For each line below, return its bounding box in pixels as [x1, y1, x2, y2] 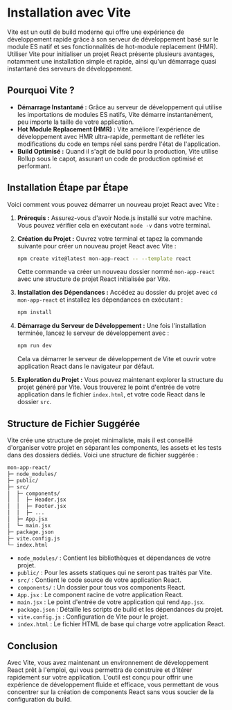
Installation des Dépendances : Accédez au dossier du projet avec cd [17, 289, 217, 297]
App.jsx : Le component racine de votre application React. [17, 590, 184, 599]
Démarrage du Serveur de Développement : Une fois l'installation [17, 322, 206, 330]
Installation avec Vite [7, 5, 132, 21]
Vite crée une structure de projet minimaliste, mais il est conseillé [7, 436, 193, 444]
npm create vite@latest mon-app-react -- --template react [17, 255, 192, 262]
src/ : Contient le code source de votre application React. [17, 576, 182, 584]
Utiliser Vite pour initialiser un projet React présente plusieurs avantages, [7, 50, 215, 58]
